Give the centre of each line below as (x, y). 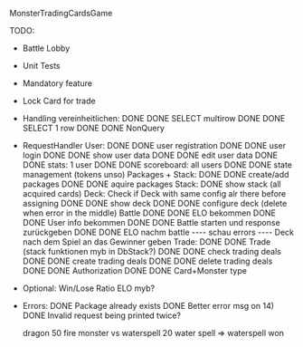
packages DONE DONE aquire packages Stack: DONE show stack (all (152, 184)
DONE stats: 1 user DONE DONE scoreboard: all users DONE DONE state (157, 165)
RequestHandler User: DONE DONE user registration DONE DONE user (154, 145)
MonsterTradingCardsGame (61, 13)
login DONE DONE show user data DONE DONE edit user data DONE (150, 155)
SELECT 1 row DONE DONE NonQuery (94, 128)
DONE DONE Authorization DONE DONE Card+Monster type (134, 270)
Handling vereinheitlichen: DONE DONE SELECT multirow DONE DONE (154, 118)
